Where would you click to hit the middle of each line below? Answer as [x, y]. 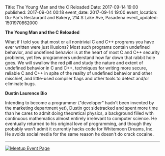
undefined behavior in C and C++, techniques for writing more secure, [76, 68]
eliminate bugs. [21, 84]
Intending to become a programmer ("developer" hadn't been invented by [80, 103]
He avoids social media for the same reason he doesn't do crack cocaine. [79, 134]
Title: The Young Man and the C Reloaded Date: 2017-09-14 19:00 [72, 7]
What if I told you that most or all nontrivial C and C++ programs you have [80, 42]
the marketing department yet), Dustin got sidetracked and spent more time [82, 108]
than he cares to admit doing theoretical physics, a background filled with [79, 113]
